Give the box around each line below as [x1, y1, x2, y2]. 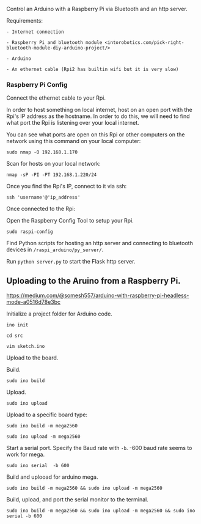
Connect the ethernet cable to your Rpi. [6, 94, 106, 101]
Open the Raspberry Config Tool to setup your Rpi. [6, 217, 134, 224]
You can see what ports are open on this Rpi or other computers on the [6, 131, 185, 138]
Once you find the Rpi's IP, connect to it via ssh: [6, 183, 127, 190]
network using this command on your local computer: [6, 138, 141, 145]
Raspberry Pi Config [6, 80, 68, 89]
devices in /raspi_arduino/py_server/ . [6, 246, 104, 253]
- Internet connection [6, 29, 64, 35]
